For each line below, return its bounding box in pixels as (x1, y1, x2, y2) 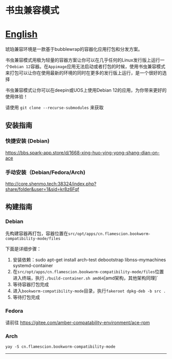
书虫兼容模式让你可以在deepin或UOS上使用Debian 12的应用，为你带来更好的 (5, 87, 167, 93)
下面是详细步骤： (5, 246, 41, 252)
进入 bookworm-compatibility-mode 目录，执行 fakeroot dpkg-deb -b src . (12, 288, 166, 294)
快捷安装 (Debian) (5, 137, 50, 145)
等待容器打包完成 (12, 281, 49, 287)
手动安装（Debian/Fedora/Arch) (5, 169, 85, 176)
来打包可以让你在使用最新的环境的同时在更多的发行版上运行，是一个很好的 (5, 70, 162, 76)
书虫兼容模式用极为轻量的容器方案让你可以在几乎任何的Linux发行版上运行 (5, 57, 160, 63)
